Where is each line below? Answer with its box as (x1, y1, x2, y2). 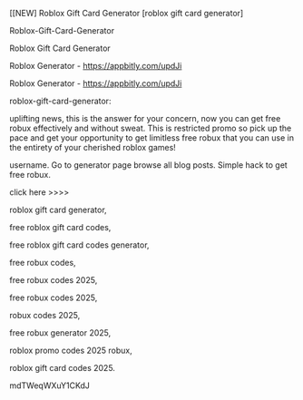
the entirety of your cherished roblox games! (9, 142, 177, 152)
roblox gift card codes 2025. (9, 363, 116, 373)
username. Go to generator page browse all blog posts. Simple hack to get (9, 160, 288, 171)
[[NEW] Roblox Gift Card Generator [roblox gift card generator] (9, 8, 244, 18)
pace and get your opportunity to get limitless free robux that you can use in (9, 132, 295, 143)
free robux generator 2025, (9, 327, 112, 338)
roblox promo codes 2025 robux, (9, 345, 133, 356)
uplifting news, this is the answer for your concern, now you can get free (9, 113, 281, 123)
